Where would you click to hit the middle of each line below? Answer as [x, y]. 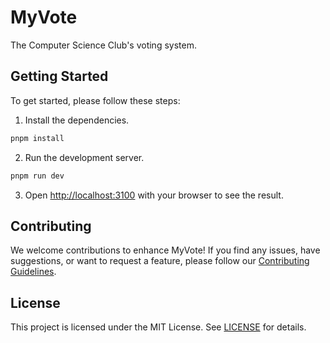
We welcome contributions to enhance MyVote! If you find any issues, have [165, 250]
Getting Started [59, 76]
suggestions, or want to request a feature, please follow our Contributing [160, 261]
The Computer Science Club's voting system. [103, 45]
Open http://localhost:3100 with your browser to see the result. [154, 195]
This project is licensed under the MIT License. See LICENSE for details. [158, 327]
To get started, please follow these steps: [95, 100]
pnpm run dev [37, 176]
